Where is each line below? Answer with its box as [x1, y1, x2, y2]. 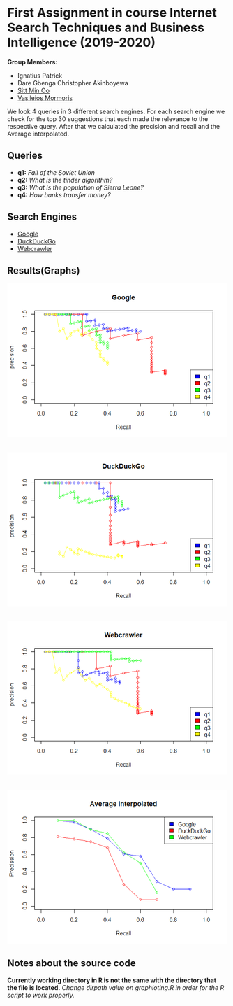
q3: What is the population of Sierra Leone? [17, 183, 144, 192]
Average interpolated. [7, 129, 70, 138]
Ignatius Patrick [17, 71, 63, 80]
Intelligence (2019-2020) [7, 35, 156, 50]
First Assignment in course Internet [7, 5, 218, 21]
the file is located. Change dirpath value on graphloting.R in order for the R [7, 983, 225, 991]
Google [17, 229, 39, 238]
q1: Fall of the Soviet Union [17, 168, 96, 176]
